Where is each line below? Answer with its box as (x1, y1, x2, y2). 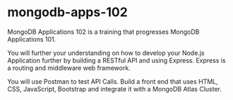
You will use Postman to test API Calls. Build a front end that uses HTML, (7, 77, 219, 85)
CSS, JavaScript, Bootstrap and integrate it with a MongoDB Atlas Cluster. (7, 85, 222, 93)
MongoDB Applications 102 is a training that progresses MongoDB (7, 27, 200, 36)
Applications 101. (7, 35, 56, 43)
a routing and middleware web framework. (7, 63, 131, 72)
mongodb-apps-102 (7, 4, 129, 20)
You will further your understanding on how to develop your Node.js (7, 49, 205, 57)
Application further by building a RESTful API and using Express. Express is (7, 56, 226, 64)
